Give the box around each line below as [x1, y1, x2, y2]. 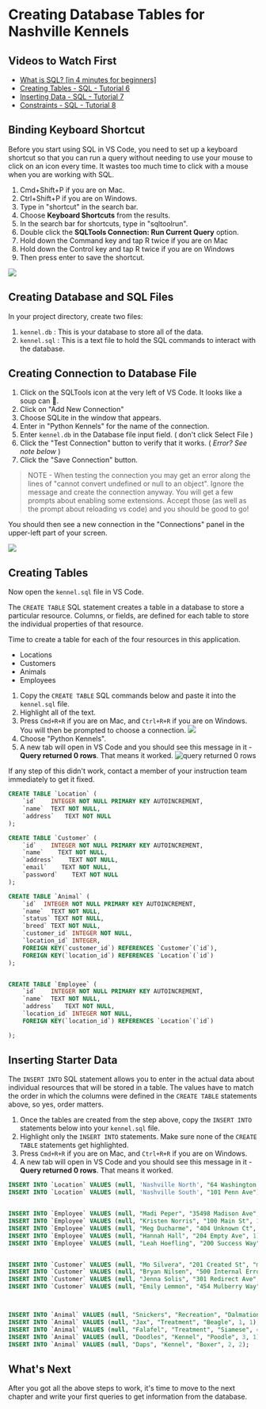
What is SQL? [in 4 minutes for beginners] [19, 75, 157, 84]
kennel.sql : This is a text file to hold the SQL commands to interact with [19, 335, 256, 345]
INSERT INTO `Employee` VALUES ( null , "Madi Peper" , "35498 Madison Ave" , [8, 1210, 260, 1218]
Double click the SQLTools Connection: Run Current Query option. [19, 227, 239, 237]
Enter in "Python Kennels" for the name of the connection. [19, 422, 210, 431]
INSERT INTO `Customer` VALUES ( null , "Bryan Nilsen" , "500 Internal [8, 1268, 243, 1276]
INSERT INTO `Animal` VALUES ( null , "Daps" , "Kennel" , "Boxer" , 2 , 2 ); [8, 1340, 249, 1349]
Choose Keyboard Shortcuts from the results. [19, 210, 171, 220]
